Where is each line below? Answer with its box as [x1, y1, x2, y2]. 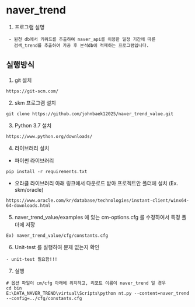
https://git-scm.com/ [6, 88, 59, 94]
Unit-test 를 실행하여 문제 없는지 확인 [14, 243, 100, 250]
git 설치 [14, 77, 32, 84]
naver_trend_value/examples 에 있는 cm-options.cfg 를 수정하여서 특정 [14, 213, 181, 220]
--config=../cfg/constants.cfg [6, 295, 82, 301]
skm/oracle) [14, 186, 44, 193]
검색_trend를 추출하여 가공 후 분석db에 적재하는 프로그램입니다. [13, 42, 149, 49]
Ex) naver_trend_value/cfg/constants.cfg [6, 232, 109, 239]
